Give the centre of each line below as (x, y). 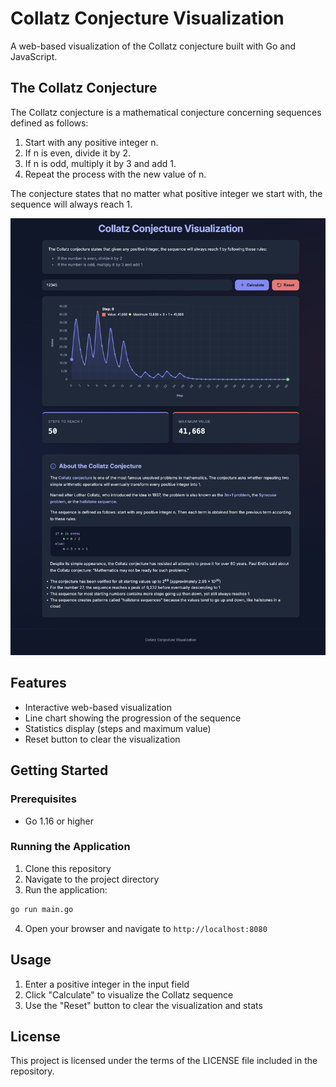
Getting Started (59, 770)
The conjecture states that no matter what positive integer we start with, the (166, 193)
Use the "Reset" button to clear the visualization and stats (143, 1005)
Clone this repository (68, 868)
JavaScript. (34, 56)
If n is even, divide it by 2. (77, 153)
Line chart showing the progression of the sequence (133, 718)
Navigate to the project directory (92, 879)
